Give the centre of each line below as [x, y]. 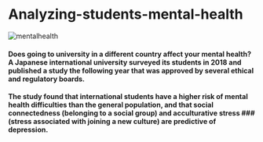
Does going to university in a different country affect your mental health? [130, 54]
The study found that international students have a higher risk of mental [128, 97]
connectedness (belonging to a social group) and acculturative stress [124, 113]
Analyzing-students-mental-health [126, 14]
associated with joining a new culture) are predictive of [124, 122]
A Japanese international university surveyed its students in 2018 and [125, 62]
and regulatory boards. [46, 79]
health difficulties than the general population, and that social [111, 105]
